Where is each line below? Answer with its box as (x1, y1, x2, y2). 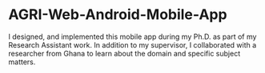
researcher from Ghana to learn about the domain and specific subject (8, 48, 241, 58)
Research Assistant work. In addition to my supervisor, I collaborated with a (8, 40, 257, 49)
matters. (8, 57, 36, 67)
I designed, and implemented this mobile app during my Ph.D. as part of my (8, 32, 257, 41)
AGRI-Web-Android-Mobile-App (8, 6, 227, 24)
